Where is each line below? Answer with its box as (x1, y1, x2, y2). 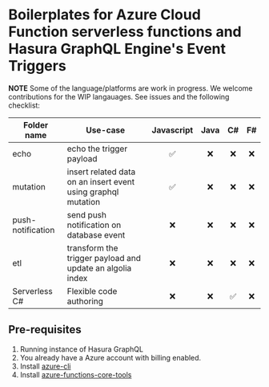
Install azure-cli (19, 361, 71, 371)
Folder (23, 119, 49, 130)
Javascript (151, 124, 194, 136)
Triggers (8, 57, 66, 75)
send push (66, 209, 106, 220)
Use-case (85, 124, 126, 136)
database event (66, 229, 126, 240)
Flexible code (66, 285, 118, 296)
